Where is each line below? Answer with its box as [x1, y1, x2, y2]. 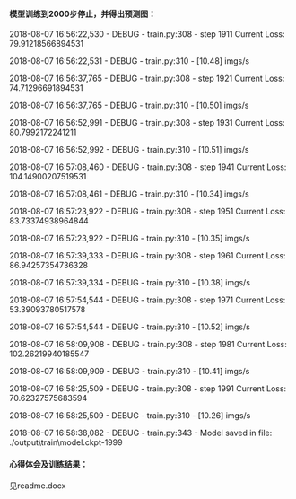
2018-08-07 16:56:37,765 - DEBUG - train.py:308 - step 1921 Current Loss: [9, 73, 285, 84]
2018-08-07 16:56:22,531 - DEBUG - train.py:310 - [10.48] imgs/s [9, 56, 249, 66]
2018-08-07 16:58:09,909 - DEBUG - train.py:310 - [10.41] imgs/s [9, 366, 250, 377]
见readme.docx [9, 480, 66, 491]
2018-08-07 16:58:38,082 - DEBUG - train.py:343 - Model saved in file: [9, 427, 273, 439]
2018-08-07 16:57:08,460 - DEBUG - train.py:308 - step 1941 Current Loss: [9, 162, 287, 172]
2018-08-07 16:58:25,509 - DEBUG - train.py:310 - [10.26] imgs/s [9, 410, 251, 421]
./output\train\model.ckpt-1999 [9, 437, 123, 448]
